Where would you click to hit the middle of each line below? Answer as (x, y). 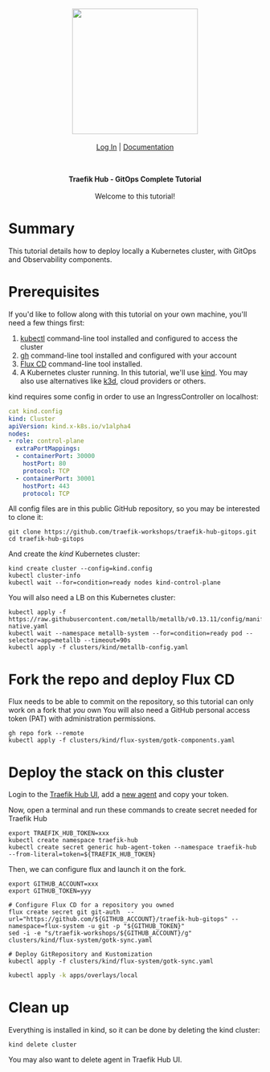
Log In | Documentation (135, 147)
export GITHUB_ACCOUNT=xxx (53, 884)
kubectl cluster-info (45, 576)
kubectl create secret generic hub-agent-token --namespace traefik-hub (133, 848)
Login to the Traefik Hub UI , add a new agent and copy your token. (119, 795)
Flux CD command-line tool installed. (81, 364)
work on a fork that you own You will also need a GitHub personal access (129, 710)
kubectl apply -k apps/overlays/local (73, 976)
